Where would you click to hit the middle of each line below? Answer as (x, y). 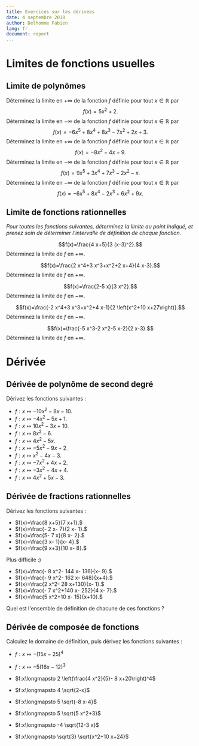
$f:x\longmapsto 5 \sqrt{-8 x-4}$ (56, 702)
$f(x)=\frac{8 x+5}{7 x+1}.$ (49, 522)
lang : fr (17, 28)
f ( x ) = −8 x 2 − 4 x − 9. (100, 152)
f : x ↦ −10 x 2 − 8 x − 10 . (44, 410)
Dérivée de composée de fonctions (73, 627)
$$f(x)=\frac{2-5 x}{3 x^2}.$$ (100, 287)
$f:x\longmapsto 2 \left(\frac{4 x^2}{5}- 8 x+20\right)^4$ (85, 678)
